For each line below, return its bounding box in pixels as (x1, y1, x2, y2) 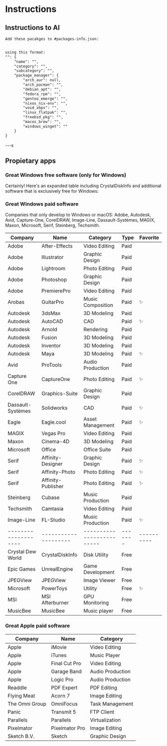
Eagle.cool (41, 419, 66, 426)
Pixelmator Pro (51, 725, 85, 732)
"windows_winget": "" (23, 124, 68, 129)
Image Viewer (83, 577, 116, 584)
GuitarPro (41, 299, 64, 306)
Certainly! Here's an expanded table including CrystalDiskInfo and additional (5, 183, 162, 189)
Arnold (41, 326, 58, 333)
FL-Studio (41, 516, 66, 523)
